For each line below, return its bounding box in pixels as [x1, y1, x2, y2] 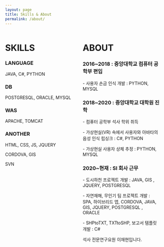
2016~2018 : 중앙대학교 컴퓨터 [83, 60, 153, 67]
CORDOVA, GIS [5, 151, 36, 157]
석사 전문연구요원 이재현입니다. [83, 237, 142, 243]
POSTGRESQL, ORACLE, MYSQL [5, 95, 71, 100]
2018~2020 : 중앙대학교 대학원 [83, 99, 154, 106]
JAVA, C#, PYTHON [5, 71, 45, 77]
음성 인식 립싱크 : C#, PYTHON [83, 136, 144, 142]
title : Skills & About [5, 12, 52, 17]
